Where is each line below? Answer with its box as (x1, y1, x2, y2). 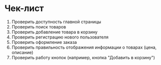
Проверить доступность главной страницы (11, 19, 101, 25)
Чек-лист (4, 3, 44, 14)
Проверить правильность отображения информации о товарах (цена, (11, 44, 157, 50)
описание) (11, 49, 33, 55)
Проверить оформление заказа (11, 39, 77, 45)
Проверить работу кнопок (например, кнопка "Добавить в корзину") (11, 54, 155, 60)
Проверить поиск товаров (11, 24, 66, 29)
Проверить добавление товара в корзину (11, 29, 98, 35)
